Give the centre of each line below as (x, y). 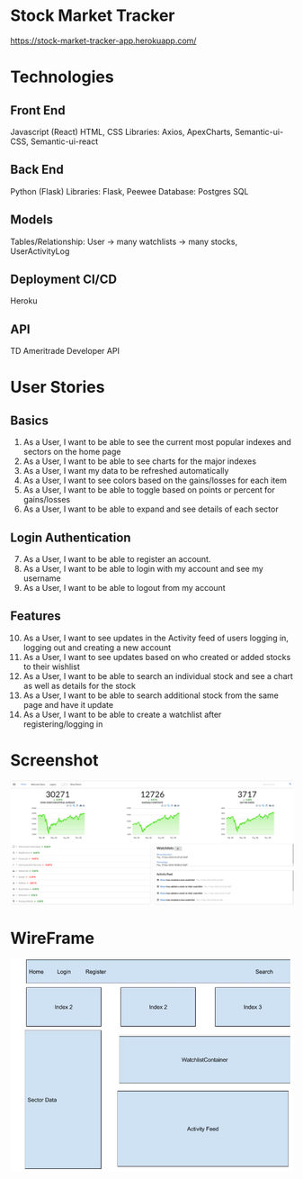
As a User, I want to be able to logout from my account (124, 588)
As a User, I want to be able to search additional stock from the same (151, 695)
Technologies (62, 77)
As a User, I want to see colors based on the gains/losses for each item (155, 481)
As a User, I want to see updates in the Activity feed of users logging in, (156, 638)
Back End (37, 170)
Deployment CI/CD (64, 279)
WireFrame (53, 938)
